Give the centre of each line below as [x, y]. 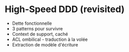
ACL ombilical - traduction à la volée [50, 39]
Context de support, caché [40, 34]
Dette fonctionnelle [32, 23]
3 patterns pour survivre [37, 28]
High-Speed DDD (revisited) [65, 9]
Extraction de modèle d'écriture [45, 44]
